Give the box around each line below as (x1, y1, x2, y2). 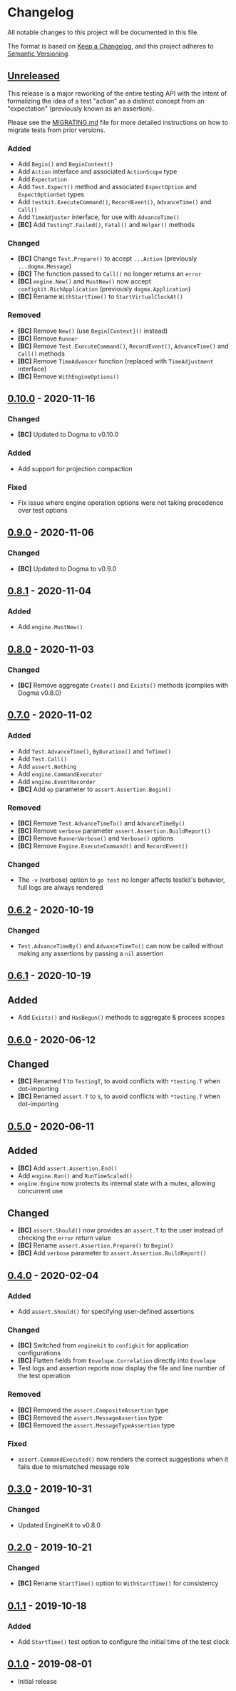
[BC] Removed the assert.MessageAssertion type (17, 1413, 163, 1422)
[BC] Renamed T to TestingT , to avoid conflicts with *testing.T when (17, 1077, 221, 1085)
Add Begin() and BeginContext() (17, 160, 114, 169)
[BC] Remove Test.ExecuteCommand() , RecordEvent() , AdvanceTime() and (17, 341, 230, 350)
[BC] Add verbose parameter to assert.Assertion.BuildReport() (17, 1249, 207, 1258)
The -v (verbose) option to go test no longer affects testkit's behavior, (17, 875, 225, 884)
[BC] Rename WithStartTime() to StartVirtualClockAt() (17, 292, 183, 301)
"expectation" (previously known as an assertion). (7, 104, 155, 113)
